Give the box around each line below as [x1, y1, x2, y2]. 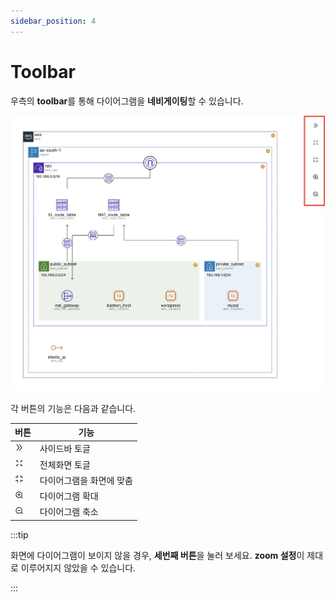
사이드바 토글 [39, 443, 91, 455]
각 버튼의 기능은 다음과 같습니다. [10, 402, 137, 414]
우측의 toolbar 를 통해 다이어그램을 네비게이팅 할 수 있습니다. [10, 95, 244, 107]
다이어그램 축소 [39, 506, 99, 518]
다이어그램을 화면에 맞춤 [39, 474, 133, 486]
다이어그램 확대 [39, 490, 99, 502]
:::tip [10, 528, 29, 540]
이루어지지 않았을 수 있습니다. [20, 561, 137, 574]
